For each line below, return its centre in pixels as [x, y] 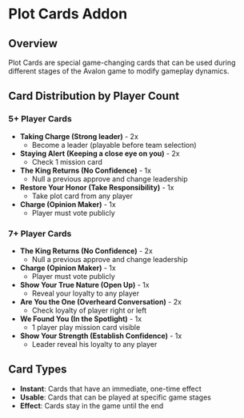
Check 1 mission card [67, 161]
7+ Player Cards [40, 233]
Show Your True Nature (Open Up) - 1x [84, 285]
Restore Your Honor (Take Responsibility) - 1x [97, 187]
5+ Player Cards [40, 119]
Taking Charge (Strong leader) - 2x [79, 136]
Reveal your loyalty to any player [86, 293]
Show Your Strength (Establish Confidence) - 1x [101, 336]
